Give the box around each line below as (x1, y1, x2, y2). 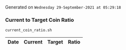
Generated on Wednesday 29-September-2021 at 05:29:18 (5, 4, 122, 10)
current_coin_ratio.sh (5, 28, 52, 33)
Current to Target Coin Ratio (5, 16, 74, 23)
